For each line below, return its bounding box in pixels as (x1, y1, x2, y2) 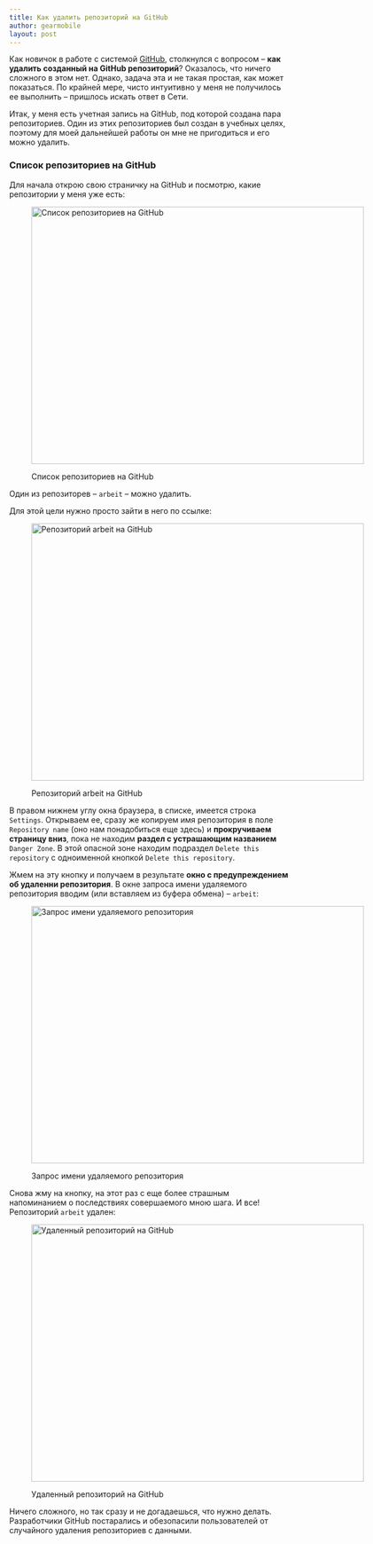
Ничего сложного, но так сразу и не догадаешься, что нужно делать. (9, 1506, 272, 1516)
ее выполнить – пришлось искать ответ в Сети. (9, 91, 189, 102)
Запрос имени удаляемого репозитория (31, 1170, 184, 1181)
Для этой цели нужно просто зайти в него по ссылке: (9, 505, 213, 516)
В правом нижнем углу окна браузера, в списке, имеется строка (9, 805, 257, 815)
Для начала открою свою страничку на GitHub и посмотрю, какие (9, 179, 261, 190)
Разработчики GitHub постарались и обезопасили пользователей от (9, 1515, 268, 1526)
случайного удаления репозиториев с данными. (9, 1524, 192, 1535)
